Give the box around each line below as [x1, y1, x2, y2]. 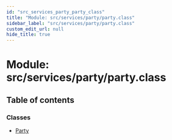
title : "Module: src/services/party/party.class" [6, 15, 135, 21]
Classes [6, 113, 31, 122]
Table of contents [6, 95, 74, 105]
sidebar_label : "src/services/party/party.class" [6, 20, 135, 26]
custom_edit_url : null [6, 26, 64, 32]
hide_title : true [6, 32, 51, 38]
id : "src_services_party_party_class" [6, 9, 105, 15]
